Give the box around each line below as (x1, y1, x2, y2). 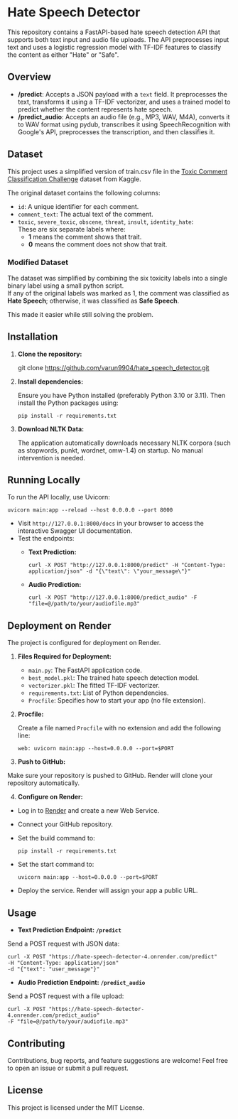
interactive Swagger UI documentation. (17, 526, 133, 535)
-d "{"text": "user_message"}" (7, 966, 100, 973)
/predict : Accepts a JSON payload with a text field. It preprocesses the (17, 90, 227, 98)
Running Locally (7, 474, 80, 487)
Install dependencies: (17, 377, 84, 386)
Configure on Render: (17, 793, 83, 801)
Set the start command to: (17, 860, 94, 869)
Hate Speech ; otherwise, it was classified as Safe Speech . (7, 296, 180, 305)
